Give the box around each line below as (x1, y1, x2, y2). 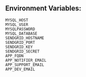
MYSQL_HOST (5, 17, 28, 22)
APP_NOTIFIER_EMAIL (5, 58, 47, 63)
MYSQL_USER (5, 22, 28, 27)
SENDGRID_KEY (5, 44, 33, 49)
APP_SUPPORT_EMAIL (5, 62, 44, 67)
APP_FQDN (5, 53, 24, 58)
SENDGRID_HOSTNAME (5, 35, 44, 40)
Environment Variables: (5, 4, 81, 13)
